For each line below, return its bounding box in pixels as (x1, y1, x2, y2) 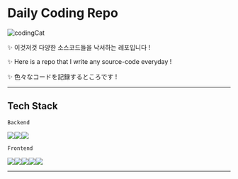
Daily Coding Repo (7, 5, 118, 21)
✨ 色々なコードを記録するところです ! (7, 72, 118, 81)
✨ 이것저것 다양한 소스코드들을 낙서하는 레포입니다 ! (7, 43, 151, 51)
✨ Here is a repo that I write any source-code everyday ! (7, 57, 172, 65)
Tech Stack (7, 100, 58, 112)
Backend (7, 119, 30, 126)
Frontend (7, 144, 33, 152)
